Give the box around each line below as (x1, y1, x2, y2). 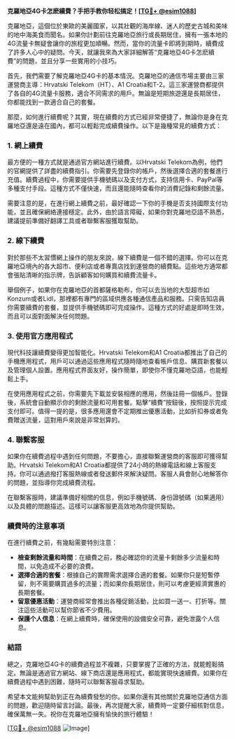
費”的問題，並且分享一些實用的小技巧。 (7, 57, 121, 65)
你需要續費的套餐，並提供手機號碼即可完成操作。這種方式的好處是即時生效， (7, 303, 228, 311)
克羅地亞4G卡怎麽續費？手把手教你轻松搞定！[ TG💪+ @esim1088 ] (7, 7, 197, 15)
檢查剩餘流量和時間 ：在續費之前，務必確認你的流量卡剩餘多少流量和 (17, 553, 214, 562)
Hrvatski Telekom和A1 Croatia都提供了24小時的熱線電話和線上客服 (19, 461, 211, 469)
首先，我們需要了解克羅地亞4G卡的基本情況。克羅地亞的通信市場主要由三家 (7, 71, 225, 80)
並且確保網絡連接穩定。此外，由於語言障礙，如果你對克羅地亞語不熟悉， (19, 208, 228, 216)
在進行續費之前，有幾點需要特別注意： (7, 539, 117, 547)
